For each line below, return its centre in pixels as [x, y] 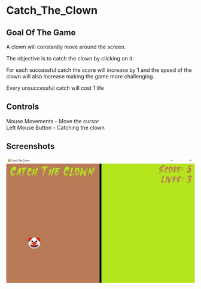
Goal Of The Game [41, 33]
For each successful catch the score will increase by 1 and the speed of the [99, 70]
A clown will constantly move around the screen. [66, 47]
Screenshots [31, 146]
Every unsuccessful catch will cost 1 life [55, 88]
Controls [23, 107]
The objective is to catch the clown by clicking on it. [70, 58]
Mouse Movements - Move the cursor [53, 121]
